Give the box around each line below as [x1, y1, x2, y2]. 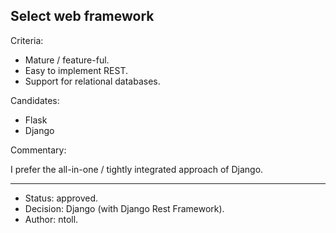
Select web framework [10, 8, 155, 25]
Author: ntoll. [24, 213, 79, 225]
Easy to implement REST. [24, 64, 128, 76]
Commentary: [10, 144, 67, 156]
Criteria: [10, 34, 44, 46]
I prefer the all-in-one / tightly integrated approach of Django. [10, 163, 264, 175]
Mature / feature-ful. [24, 54, 110, 66]
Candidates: [10, 94, 60, 106]
